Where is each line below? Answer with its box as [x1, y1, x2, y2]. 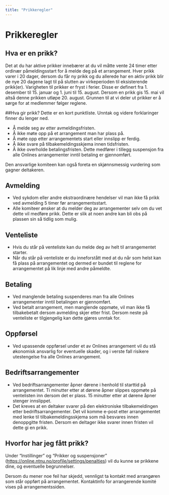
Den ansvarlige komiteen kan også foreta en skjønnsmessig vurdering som [5, 161, 160, 167]
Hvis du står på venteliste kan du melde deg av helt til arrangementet [12, 244, 156, 250]
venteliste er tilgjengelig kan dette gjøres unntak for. [12, 315, 121, 321]
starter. [12, 250, 28, 256]
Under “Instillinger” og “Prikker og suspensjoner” [5, 452, 107, 459]
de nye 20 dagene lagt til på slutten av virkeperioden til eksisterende [5, 79, 148, 85]
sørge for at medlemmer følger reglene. [5, 100, 87, 106]
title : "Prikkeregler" [5, 7, 53, 13]
